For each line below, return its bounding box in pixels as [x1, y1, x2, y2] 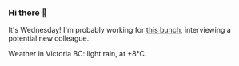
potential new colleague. [8, 33, 90, 43]
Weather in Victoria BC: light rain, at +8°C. [8, 49, 147, 59]
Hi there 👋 [8, 7, 48, 18]
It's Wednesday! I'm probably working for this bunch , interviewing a [8, 25, 232, 35]
